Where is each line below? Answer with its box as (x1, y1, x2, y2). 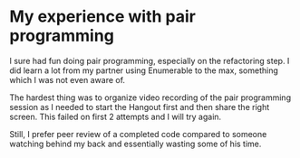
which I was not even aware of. (9, 74, 125, 85)
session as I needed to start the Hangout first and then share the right (9, 101, 270, 112)
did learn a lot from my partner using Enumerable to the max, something (9, 65, 279, 76)
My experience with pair (9, 6, 197, 27)
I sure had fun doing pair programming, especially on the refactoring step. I (9, 55, 290, 66)
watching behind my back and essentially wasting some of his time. (9, 138, 262, 149)
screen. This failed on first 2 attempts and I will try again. (9, 111, 222, 122)
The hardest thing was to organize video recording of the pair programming (9, 92, 292, 103)
